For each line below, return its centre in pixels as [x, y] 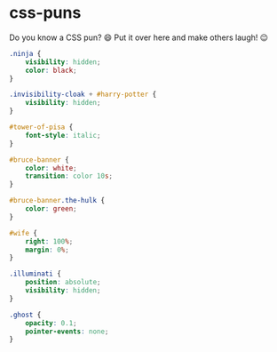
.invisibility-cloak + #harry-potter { [83, 95]
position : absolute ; [63, 283]
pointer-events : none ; [67, 332]
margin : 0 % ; [47, 250]
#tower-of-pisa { [41, 127]
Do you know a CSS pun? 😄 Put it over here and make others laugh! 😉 [139, 37]
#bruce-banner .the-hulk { [57, 201]
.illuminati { [36, 274]
